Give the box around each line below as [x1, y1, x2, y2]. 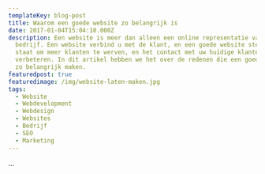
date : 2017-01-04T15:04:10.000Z [8, 26, 114, 34]
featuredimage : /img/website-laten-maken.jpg [8, 78, 160, 85]
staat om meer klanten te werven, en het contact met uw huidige [15, 48, 235, 56]
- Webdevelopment [15, 100, 73, 108]
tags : [8, 85, 26, 93]
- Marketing [15, 136, 55, 145]
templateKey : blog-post [8, 11, 87, 20]
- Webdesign [15, 108, 55, 115]
